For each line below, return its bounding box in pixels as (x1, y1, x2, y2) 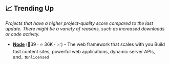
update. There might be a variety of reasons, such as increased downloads (5, 25, 165, 31)
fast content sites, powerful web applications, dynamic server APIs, (12, 48, 155, 54)
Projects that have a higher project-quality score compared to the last (5, 20, 154, 26)
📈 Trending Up (5, 4, 54, 13)
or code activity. (5, 31, 40, 37)
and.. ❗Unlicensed (12, 54, 49, 60)
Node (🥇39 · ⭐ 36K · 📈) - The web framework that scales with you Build (12, 41, 165, 47)
